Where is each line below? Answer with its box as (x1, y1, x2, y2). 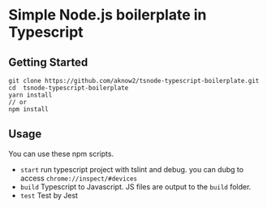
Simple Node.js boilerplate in (8, 6, 207, 24)
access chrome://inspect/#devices (19, 173, 138, 183)
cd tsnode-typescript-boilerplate (8, 84, 129, 92)
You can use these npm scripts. (8, 149, 114, 158)
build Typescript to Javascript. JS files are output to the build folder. (19, 181, 252, 192)
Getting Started (8, 55, 88, 69)
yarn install (8, 91, 53, 99)
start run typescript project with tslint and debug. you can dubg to (19, 164, 244, 174)
